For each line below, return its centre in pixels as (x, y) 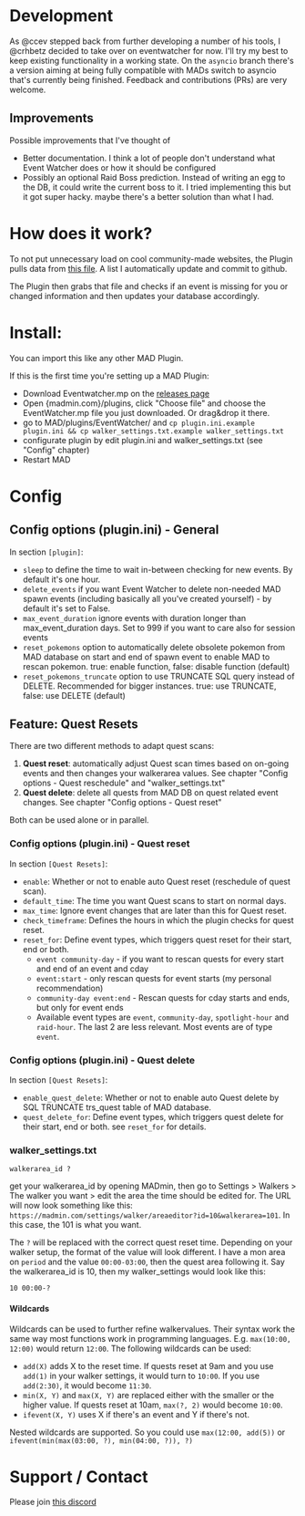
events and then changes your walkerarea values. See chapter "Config (155, 774)
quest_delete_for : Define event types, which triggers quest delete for (153, 1117)
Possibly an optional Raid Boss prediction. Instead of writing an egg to (154, 177)
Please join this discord (53, 1502)
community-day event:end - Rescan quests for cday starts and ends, (163, 997)
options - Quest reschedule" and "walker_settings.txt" (124, 783)
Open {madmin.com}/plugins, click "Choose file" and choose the (144, 403)
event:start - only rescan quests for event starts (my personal (153, 978)
